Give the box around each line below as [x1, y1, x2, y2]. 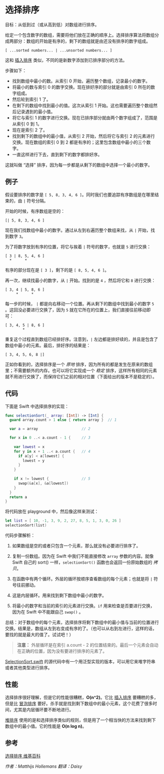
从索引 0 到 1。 [12, 121, 42, 126]
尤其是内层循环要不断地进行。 [13, 706, 74, 712]
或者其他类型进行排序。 [5, 665, 52, 671]
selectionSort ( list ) [5, 523, 47, 528]
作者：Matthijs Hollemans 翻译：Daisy [5, 763, 82, 769]
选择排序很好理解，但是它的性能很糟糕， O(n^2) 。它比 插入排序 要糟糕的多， [5, 694, 159, 700]
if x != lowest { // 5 [14, 476, 91, 481]
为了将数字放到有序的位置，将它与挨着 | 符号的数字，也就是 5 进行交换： [5, 244, 151, 250]
